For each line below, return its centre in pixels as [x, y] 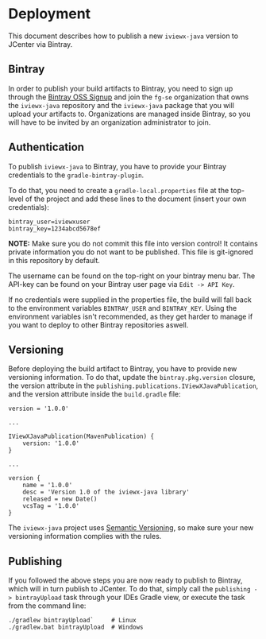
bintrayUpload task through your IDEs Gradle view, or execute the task [130, 598]
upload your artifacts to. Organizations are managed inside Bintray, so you [129, 114]
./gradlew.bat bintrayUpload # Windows [76, 627]
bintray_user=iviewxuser [49, 222]
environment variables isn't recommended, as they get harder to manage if [131, 316]
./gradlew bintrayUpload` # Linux [72, 621]
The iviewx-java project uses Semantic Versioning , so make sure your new [131, 528]
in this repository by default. [54, 260]
